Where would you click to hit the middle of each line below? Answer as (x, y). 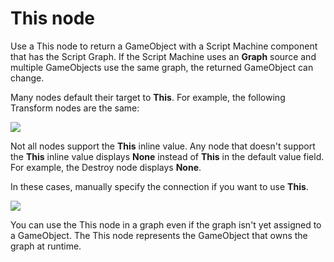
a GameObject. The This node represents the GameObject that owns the (159, 235)
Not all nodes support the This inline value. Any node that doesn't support (163, 146)
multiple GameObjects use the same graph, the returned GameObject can (162, 67)
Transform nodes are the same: (75, 108)
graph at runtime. (46, 246)
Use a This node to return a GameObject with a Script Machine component (164, 46)
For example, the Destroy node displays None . (106, 167)
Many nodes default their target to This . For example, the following (148, 97)
